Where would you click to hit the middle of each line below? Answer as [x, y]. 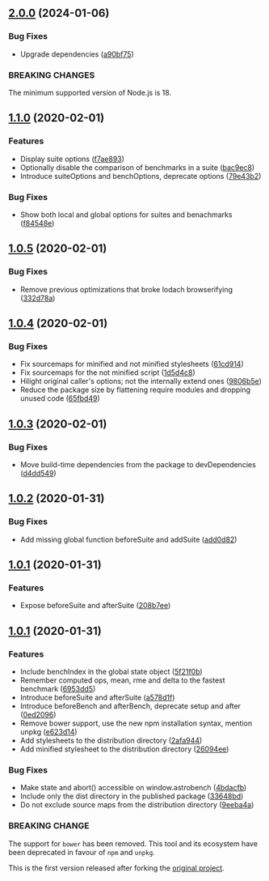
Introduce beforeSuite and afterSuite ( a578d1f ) [97, 698]
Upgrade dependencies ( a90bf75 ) [77, 54]
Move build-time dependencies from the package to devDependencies [138, 465]
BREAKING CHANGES [52, 74]
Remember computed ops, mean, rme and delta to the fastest [122, 680]
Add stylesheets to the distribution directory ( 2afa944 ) [111, 741]
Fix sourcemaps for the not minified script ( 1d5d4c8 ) [107, 372]
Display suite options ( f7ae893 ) [72, 159]
